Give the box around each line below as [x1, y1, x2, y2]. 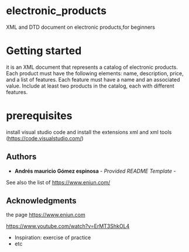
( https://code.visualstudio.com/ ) [6, 135, 84, 142]
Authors [6, 152, 37, 162]
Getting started [6, 44, 82, 58]
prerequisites [6, 109, 73, 123]
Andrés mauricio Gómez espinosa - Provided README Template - [14, 167, 176, 174]
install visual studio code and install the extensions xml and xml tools [6, 128, 172, 136]
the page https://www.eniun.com [6, 211, 86, 219]
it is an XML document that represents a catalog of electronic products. [6, 63, 178, 70]
